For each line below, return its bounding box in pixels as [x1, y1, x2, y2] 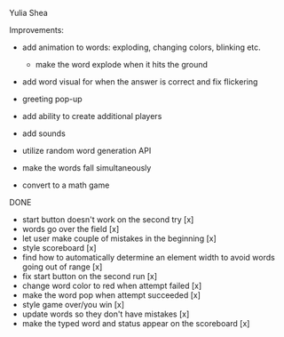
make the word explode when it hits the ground [35, 60, 209, 69]
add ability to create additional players [21, 111, 162, 121]
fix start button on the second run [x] [21, 271, 158, 281]
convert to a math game [21, 180, 110, 190]
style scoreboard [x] [21, 243, 97, 253]
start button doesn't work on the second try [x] [21, 214, 194, 225]
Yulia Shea [9, 8, 49, 18]
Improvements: [9, 25, 65, 35]
